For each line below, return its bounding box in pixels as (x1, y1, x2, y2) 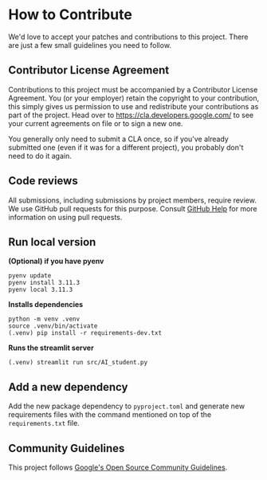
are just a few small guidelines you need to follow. (8, 40, 171, 49)
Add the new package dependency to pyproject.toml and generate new (8, 401, 245, 411)
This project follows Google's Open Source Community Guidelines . (8, 462, 228, 472)
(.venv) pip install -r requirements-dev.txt (8, 329, 162, 337)
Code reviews (8, 174, 78, 188)
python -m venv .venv (8, 315, 80, 324)
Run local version (8, 235, 96, 249)
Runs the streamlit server (8, 343, 94, 352)
